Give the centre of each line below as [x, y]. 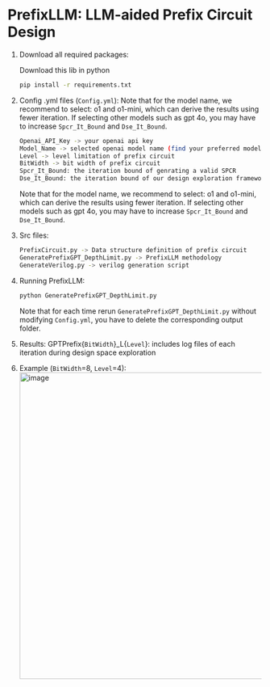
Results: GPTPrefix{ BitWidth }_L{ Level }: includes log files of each [127, 343]
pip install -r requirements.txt [75, 85]
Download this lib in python [64, 70]
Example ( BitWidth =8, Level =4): [73, 368]
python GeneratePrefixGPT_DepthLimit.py [88, 295]
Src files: [34, 235]
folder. [30, 328]
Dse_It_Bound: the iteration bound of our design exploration [126, 179]
